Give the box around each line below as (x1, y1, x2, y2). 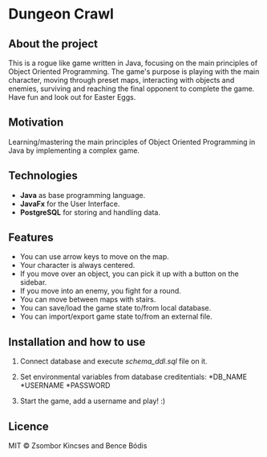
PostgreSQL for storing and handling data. (19, 207, 160, 217)
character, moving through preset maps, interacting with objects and (8, 76, 235, 84)
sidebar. (19, 278, 47, 287)
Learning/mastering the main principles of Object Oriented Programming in (8, 137, 256, 146)
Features (8, 231, 54, 245)
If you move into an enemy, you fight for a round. (19, 286, 182, 296)
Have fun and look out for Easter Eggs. (8, 93, 136, 101)
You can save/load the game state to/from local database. (19, 303, 212, 313)
